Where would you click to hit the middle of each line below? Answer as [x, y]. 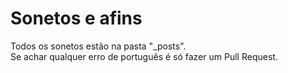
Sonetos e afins [76, 18]
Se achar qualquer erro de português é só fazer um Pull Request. [144, 56]
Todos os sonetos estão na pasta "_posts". [98, 46]
